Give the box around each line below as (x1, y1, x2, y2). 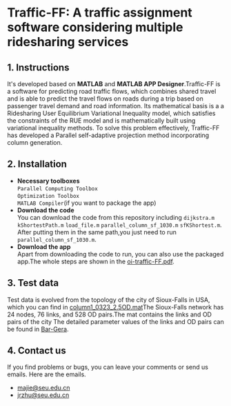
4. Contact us (7, 345, 67, 356)
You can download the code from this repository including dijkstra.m (17, 213, 215, 221)
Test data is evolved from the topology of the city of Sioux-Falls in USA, (7, 295, 210, 304)
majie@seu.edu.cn (17, 384, 70, 392)
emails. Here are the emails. (7, 370, 86, 378)
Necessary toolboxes (17, 176, 80, 185)
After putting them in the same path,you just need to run (17, 227, 177, 236)
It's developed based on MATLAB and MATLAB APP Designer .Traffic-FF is (7, 80, 221, 88)
